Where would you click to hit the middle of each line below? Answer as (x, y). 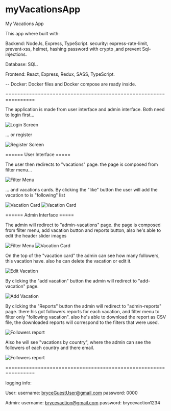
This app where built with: (33, 33)
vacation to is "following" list (35, 195)
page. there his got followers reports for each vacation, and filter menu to (82, 311)
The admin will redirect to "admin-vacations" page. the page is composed (83, 225)
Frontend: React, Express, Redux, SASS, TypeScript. (60, 74)
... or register (19, 135)
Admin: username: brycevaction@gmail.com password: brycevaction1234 (83, 402)
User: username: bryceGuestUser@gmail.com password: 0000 (71, 393)
